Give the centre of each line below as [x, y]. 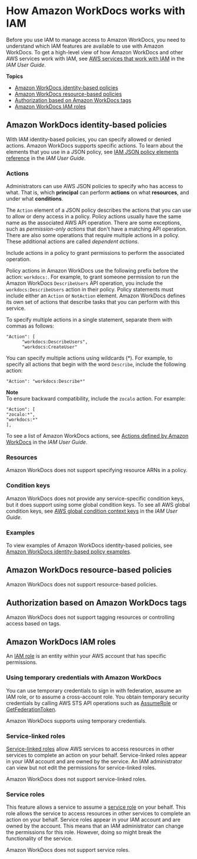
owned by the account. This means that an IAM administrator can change [95, 826]
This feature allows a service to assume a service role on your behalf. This [96, 807]
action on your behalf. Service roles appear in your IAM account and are [93, 820]
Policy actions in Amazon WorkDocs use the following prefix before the [92, 271]
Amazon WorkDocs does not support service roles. [68, 850]
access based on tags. [34, 623]
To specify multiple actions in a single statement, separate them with [89, 320]
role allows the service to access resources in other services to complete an [98, 814]
